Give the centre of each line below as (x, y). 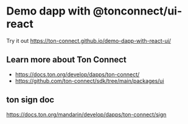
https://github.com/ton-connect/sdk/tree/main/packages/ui (89, 80)
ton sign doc (30, 100)
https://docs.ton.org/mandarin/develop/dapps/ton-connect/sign (86, 114)
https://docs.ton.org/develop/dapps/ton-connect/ (77, 74)
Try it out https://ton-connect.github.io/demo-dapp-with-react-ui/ (89, 41)
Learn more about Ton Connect (66, 60)
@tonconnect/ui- (138, 11)
